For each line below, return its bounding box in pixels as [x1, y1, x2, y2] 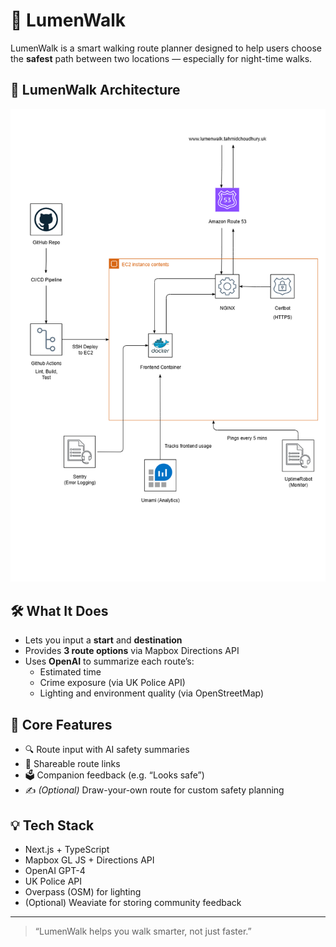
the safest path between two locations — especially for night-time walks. [10, 52, 313, 64]
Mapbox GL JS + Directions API [24, 854, 155, 866]
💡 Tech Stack [10, 817, 95, 834]
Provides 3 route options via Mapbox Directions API [24, 645, 240, 657]
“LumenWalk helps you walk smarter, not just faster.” [34, 925, 252, 937]
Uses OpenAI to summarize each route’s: [24, 655, 195, 668]
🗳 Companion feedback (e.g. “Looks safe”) [24, 769, 205, 781]
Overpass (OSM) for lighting [24, 885, 142, 898]
